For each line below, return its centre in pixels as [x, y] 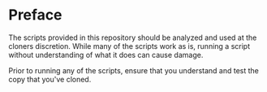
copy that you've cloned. [50, 79]
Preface [35, 15]
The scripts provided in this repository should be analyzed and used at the [133, 37]
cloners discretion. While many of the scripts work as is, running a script [129, 46]
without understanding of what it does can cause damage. [106, 55]
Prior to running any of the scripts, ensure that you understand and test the [134, 70]
